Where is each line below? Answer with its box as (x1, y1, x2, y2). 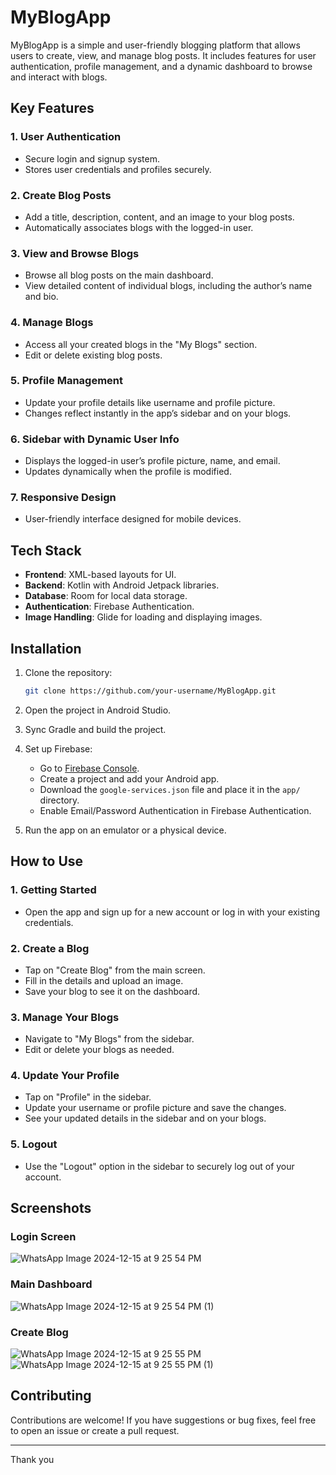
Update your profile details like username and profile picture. (24, 396, 276, 408)
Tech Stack (10, 542, 82, 559)
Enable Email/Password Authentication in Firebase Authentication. (39, 804, 312, 816)
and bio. (24, 291, 59, 303)
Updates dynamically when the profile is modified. (24, 466, 232, 478)
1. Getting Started (10, 883, 97, 897)
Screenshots (10, 1200, 92, 1217)
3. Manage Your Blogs (10, 1010, 120, 1024)
